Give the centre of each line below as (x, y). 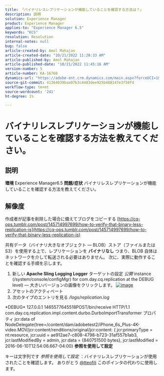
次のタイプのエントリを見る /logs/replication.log (61, 298)
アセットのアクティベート (38, 291)
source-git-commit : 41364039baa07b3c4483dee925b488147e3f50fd (70, 82)
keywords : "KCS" (21, 32)
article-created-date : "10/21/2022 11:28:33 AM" (55, 55)
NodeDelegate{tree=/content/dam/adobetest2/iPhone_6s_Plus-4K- (72, 325)
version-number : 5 (24, 69)
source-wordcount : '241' (30, 92)
